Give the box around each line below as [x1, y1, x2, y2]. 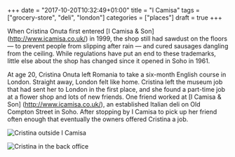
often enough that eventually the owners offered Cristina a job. [7, 115, 189, 123]
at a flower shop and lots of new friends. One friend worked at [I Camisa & [7, 93, 222, 101]
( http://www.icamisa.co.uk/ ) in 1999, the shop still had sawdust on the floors [7, 34, 228, 43]
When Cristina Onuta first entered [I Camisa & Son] [7, 27, 154, 35]
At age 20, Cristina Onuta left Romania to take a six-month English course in [7, 70, 227, 78]
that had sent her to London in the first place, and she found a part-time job [7, 86, 226, 93]
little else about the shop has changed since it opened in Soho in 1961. [7, 57, 210, 65]
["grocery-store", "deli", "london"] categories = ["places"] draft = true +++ [7, 13, 222, 22]
